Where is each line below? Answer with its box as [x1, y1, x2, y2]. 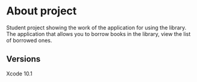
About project [6, 4, 77, 18]
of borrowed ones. [6, 37, 52, 44]
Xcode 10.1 [6, 70, 33, 77]
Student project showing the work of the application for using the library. [6, 24, 187, 31]
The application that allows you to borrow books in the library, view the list [6, 30, 191, 37]
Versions [6, 54, 41, 64]
